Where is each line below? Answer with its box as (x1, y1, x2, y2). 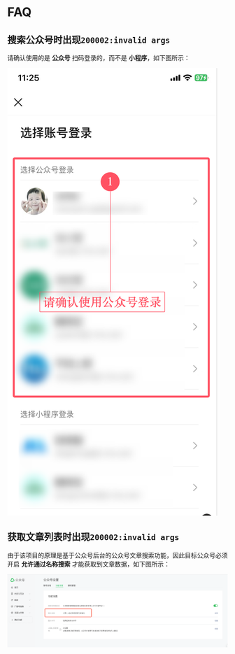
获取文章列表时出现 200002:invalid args (7, 531, 180, 543)
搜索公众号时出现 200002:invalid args (7, 34, 171, 45)
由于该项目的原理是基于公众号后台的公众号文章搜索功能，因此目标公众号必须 (7, 550, 228, 560)
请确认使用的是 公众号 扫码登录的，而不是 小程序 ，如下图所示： (7, 54, 190, 62)
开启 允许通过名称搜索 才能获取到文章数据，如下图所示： (7, 560, 170, 568)
